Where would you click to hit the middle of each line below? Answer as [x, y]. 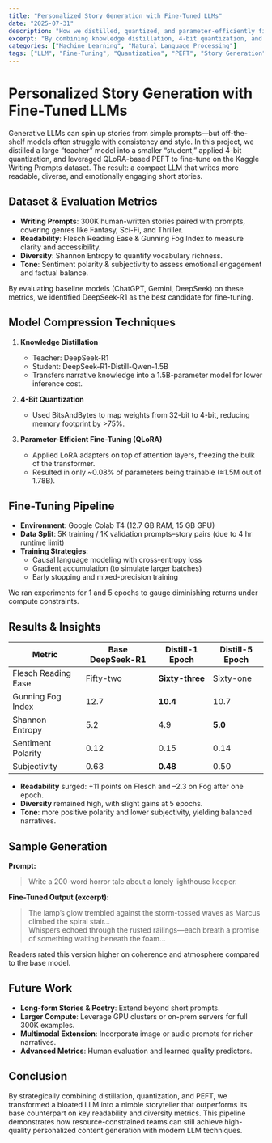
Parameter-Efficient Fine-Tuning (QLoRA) [91, 439]
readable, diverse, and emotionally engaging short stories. [106, 176]
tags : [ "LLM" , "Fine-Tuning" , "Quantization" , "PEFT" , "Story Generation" [137, 53]
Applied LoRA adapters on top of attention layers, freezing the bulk [143, 455]
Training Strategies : [54, 551]
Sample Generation [58, 846]
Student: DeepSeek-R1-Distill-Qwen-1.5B [100, 366]
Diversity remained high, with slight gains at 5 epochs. [111, 804]
